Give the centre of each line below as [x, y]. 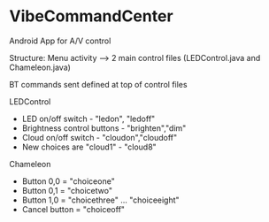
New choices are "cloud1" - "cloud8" [89, 147]
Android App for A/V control [60, 41]
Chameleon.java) [40, 67]
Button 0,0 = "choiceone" [68, 181]
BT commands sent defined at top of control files [98, 84]
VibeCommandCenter [92, 16]
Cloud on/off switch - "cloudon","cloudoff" [100, 137]
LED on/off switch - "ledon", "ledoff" [88, 119]
